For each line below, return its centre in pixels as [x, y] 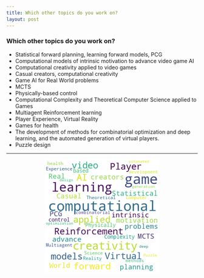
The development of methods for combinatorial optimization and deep [103, 132]
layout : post [23, 19]
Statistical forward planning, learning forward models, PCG [89, 54]
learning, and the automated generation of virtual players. [87, 138]
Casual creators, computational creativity [66, 73]
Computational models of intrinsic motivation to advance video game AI [104, 61]
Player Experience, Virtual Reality [56, 119]
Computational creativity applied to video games [76, 67]
